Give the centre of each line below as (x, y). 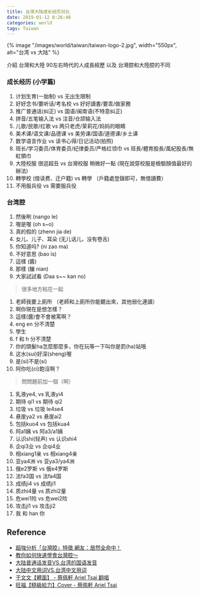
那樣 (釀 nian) (32, 268)
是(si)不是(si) (31, 361)
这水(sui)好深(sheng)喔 (43, 354)
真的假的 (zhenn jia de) (43, 231)
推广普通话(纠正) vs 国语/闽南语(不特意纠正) (69, 111)
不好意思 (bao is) (36, 253)
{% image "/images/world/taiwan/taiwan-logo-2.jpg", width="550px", (92, 45)
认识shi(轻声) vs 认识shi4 (46, 438)
